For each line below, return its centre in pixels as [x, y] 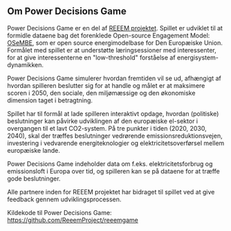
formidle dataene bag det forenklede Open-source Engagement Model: [109, 35]
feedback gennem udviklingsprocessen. [64, 199]
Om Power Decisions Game [67, 11]
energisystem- [198, 57]
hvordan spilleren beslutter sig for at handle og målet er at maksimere [106, 85]
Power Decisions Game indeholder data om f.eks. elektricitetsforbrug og [110, 164]
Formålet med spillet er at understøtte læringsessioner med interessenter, [112, 50]
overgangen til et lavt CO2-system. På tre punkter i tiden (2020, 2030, [107, 128]
